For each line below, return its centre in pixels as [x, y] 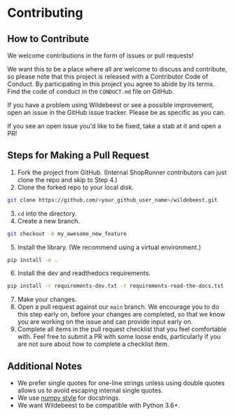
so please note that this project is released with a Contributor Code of [108, 76]
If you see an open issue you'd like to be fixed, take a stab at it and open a [115, 126]
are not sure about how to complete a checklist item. [93, 344]
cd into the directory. [47, 213]
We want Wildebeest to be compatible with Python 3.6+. [99, 405]
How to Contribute [48, 39]
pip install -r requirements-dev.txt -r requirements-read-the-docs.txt [116, 286]
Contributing [45, 13]
